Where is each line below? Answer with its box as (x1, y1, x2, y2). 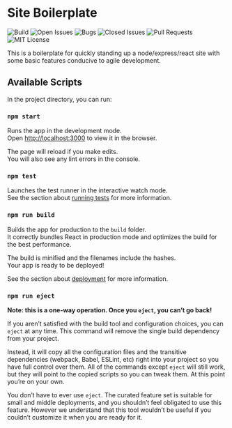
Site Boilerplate (7, 5, 98, 21)
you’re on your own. (7, 377, 65, 385)
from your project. (7, 334, 59, 342)
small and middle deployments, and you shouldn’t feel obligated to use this (7, 398, 222, 406)
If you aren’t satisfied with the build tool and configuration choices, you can (7, 319, 224, 328)
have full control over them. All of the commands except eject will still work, (7, 362, 226, 371)
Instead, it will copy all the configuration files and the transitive (7, 347, 187, 356)
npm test (7, 172, 37, 180)
